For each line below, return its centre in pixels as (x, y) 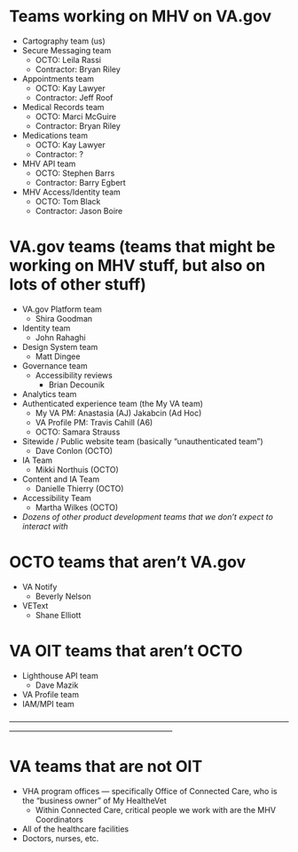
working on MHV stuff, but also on (137, 266)
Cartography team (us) (64, 41)
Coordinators (59, 819)
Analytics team (49, 394)
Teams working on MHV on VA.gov (141, 16)
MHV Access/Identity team (71, 192)
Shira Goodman (64, 318)
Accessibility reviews (74, 375)
